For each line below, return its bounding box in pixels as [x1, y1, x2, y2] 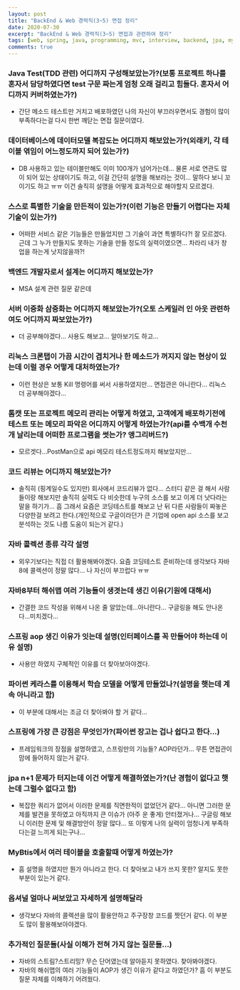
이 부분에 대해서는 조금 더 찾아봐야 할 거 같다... [18, 707, 148, 716]
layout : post [8, 10, 47, 18]
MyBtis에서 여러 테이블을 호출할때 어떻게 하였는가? [8, 848, 174, 858]
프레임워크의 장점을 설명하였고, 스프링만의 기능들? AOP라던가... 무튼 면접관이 [18, 744, 232, 753]
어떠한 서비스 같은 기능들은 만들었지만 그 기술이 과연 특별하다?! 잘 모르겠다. [18, 229, 227, 238]
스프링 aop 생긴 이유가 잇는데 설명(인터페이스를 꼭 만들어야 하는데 [8, 631, 219, 641]
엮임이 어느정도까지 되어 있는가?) [23, 147, 130, 157]
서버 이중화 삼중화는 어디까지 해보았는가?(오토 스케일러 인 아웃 [8, 304, 209, 314]
